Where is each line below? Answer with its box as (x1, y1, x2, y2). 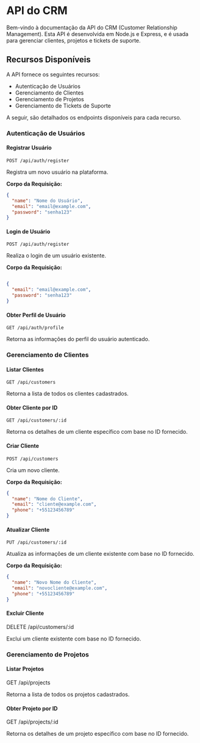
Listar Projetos (6, 666, 45, 673)
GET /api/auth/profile (6, 325, 64, 331)
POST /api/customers (6, 456, 59, 462)
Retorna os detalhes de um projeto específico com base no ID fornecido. (6, 730, 189, 738)
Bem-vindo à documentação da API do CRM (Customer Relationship (6, 24, 178, 31)
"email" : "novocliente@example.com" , (12, 585, 108, 592)
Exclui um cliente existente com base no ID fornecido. (6, 635, 141, 642)
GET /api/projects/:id (6, 718, 59, 726)
